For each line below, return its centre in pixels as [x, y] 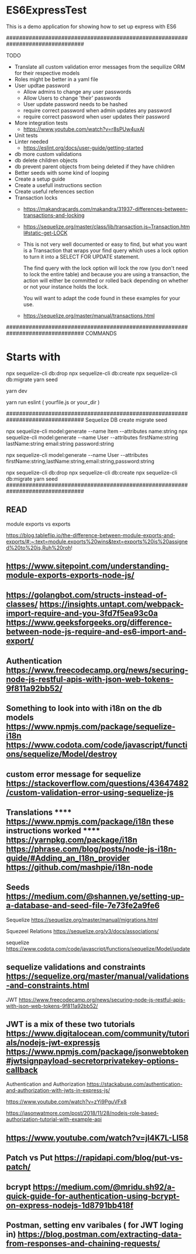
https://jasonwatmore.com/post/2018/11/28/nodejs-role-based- [82, 1113]
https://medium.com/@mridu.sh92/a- [104, 1187]
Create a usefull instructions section [58, 185]
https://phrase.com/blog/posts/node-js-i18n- [91, 849]
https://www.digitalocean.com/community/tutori [98, 1034]
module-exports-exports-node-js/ [70, 575]
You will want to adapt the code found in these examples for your [102, 298]
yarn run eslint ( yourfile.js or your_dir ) [53, 402]
